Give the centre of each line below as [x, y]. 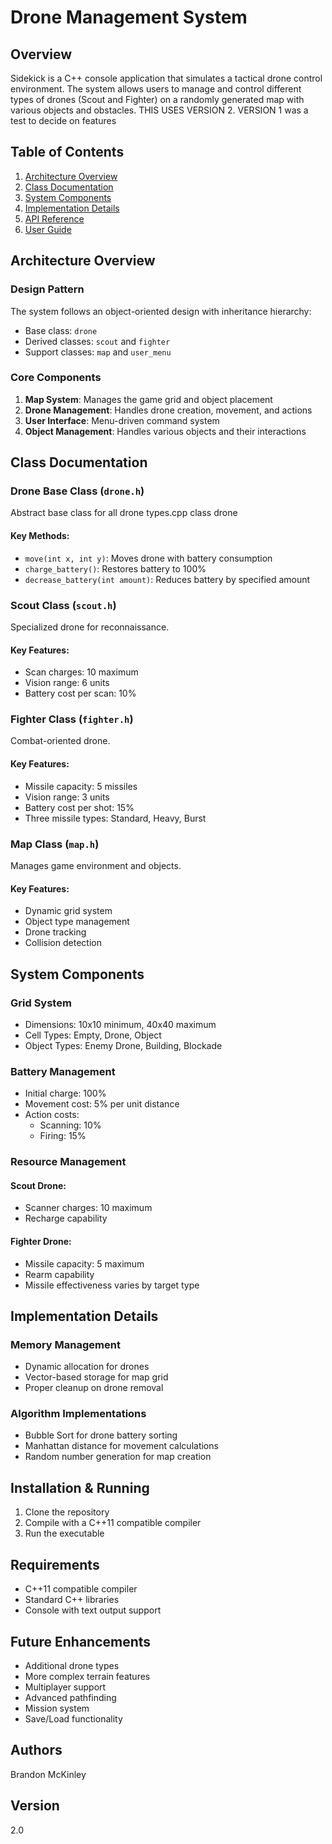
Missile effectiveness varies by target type [112, 1285]
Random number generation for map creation [118, 1457]
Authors [36, 1750]
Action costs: [52, 1115]
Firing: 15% [63, 1136]
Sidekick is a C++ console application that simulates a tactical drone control [166, 78]
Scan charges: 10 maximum [81, 672]
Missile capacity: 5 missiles [81, 786]
